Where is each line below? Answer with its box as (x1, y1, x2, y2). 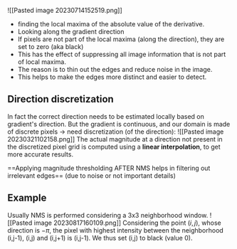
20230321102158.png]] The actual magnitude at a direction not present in (7, 134, 223, 143)
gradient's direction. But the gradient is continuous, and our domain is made (7, 120, 231, 128)
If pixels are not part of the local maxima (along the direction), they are (17, 35, 225, 43)
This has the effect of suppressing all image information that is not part (17, 50, 226, 58)
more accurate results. (7, 149, 73, 159)
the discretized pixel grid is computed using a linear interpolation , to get (7, 142, 221, 151)
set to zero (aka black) (17, 43, 84, 51)
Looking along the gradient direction (17, 28, 125, 36)
